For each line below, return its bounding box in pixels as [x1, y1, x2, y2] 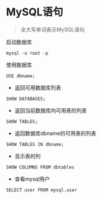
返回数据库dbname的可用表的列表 [14, 130, 97, 137]
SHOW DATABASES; [6, 95, 46, 102]
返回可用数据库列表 [14, 84, 62, 91]
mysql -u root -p [6, 50, 49, 56]
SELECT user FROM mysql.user [6, 187, 77, 193]
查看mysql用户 [14, 175, 50, 183]
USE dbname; [6, 73, 35, 79]
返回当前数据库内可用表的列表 [14, 107, 87, 114]
